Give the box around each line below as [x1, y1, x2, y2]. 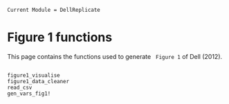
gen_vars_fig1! [7, 90, 51, 97]
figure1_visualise [7, 71, 60, 79]
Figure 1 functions [7, 30, 113, 45]
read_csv [7, 84, 33, 91]
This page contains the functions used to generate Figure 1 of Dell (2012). [7, 52, 223, 60]
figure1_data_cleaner [7, 78, 70, 85]
